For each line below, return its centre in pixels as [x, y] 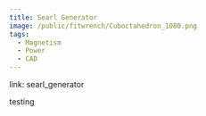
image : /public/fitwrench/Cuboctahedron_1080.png [103, 26]
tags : [19, 34]
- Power [32, 51]
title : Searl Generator [54, 17]
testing [22, 102]
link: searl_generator [47, 84]
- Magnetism [40, 42]
